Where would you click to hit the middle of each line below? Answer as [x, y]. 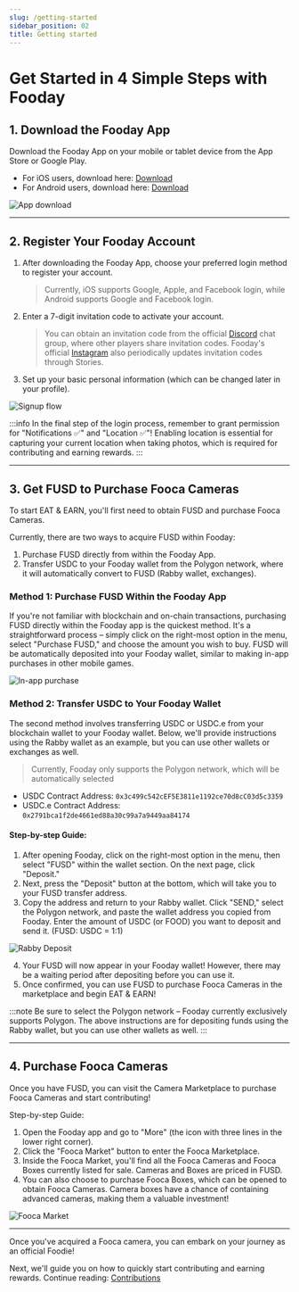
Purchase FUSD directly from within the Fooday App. [119, 555]
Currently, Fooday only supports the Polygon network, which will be [155, 769]
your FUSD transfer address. [74, 892]
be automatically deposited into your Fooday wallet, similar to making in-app [149, 654]
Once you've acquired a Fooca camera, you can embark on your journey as [148, 1241]
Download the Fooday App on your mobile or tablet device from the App [141, 152]
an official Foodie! [42, 1251]
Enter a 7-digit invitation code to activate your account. [123, 317]
